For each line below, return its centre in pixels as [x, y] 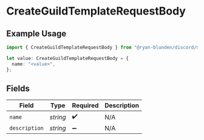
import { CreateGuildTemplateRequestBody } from [69, 47]
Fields [18, 88]
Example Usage [36, 34]
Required [85, 105]
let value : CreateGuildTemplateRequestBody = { [68, 58]
